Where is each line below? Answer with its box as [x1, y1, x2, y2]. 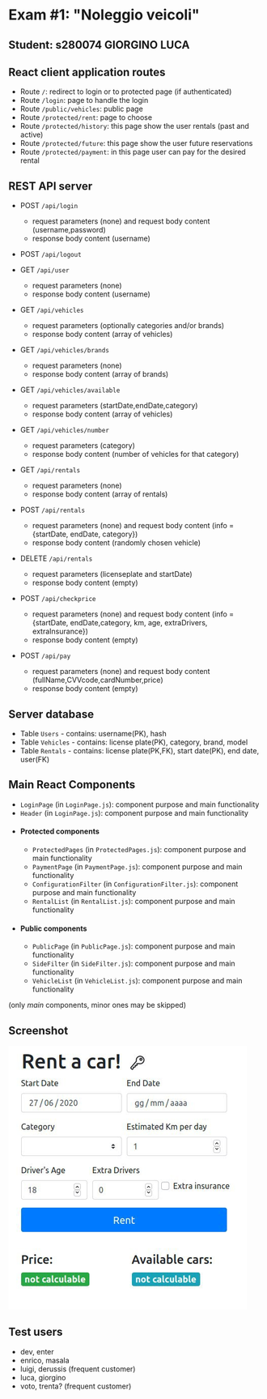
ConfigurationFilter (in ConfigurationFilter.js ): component [32, 879, 239, 889]
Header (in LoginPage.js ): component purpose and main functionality [19, 808, 249, 817]
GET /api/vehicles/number [19, 425, 109, 435]
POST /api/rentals [19, 505, 86, 515]
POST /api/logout [19, 250, 83, 259]
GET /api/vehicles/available [19, 385, 121, 395]
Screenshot [8, 1023, 69, 1038]
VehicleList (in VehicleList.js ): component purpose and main [32, 976, 243, 986]
